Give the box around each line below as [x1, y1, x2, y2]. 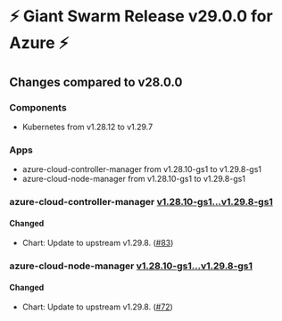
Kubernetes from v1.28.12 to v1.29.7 [21, 121, 153, 132]
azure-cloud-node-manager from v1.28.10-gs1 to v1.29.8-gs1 [21, 174, 245, 185]
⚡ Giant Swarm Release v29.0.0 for [9, 6, 274, 27]
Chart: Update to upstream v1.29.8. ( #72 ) [21, 301, 174, 312]
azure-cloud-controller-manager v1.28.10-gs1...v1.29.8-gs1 [9, 196, 274, 209]
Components [9, 101, 67, 113]
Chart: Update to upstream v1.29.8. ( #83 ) [21, 237, 174, 249]
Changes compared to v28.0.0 [9, 74, 183, 89]
